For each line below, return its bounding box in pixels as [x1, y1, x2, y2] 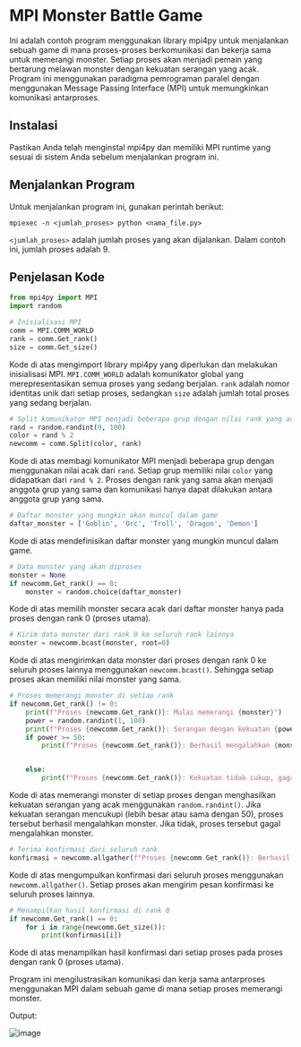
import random [9, 302, 63, 311]
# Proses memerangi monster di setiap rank [9, 691, 175, 700]
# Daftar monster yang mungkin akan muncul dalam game [9, 511, 219, 520]
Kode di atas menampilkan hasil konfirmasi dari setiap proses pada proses [9, 947, 284, 958]
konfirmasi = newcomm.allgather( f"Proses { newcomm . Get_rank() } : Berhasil [9, 853, 291, 862]
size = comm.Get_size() [9, 342, 99, 352]
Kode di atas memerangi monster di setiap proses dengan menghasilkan [9, 790, 276, 800]
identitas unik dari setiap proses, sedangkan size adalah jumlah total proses [9, 387, 289, 399]
